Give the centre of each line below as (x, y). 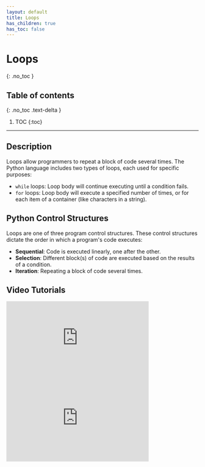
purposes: (19, 174)
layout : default (27, 12)
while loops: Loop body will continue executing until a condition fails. (102, 186)
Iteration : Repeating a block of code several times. (79, 271)
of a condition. (33, 264)
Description (29, 147)
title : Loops (23, 18)
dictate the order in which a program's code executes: (74, 239)
